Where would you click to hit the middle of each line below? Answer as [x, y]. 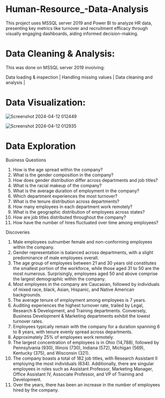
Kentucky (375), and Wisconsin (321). [51, 353]
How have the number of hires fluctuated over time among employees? [85, 222]
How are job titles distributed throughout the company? [69, 217]
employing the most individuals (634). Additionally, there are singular [83, 363]
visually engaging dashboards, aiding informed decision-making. [72, 33]
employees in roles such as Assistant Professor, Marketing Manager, [83, 369]
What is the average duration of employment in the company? [76, 191]
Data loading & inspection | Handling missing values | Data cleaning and [79, 77]
